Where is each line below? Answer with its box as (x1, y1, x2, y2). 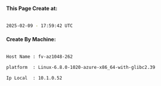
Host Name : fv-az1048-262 (6, 54, 73, 60)
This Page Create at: (6, 5, 58, 12)
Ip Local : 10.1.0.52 (6, 75, 62, 81)
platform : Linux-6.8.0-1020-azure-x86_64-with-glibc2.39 (6, 65, 156, 71)
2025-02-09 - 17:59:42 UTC (6, 23, 73, 29)
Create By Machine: (6, 35, 56, 42)
